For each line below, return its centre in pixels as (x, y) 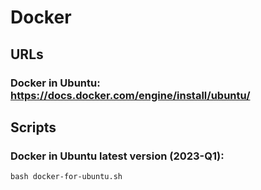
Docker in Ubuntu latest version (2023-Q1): (117, 156)
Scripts (33, 127)
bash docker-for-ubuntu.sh (66, 177)
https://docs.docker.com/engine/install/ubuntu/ (130, 95)
